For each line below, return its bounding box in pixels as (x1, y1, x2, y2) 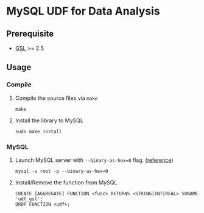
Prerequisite (6, 29, 54, 39)
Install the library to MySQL (15, 117, 84, 124)
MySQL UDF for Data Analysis (6, 4, 160, 18)
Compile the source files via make (15, 94, 98, 102)
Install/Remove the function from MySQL (15, 178, 118, 186)
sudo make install (15, 128, 62, 134)
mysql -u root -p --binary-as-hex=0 (15, 168, 108, 174)
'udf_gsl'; (15, 196, 43, 202)
